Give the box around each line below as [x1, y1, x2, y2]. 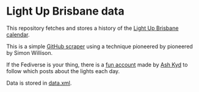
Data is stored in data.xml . [6, 79, 72, 87]
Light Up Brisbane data [6, 4, 125, 18]
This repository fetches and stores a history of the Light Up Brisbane [6, 24, 179, 32]
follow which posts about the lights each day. [6, 67, 120, 74]
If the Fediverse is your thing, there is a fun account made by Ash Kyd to [6, 61, 188, 68]
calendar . [6, 30, 30, 38]
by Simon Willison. [6, 49, 53, 56]
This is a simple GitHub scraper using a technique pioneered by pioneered [6, 43, 194, 50]
